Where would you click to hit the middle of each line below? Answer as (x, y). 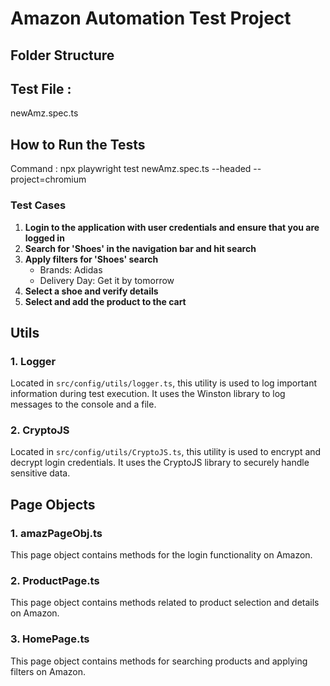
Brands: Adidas (71, 269)
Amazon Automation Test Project (151, 18)
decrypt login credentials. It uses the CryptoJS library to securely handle (160, 463)
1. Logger (33, 361)
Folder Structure (62, 55)
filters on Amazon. (48, 671)
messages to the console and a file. (83, 404)
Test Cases (38, 205)
